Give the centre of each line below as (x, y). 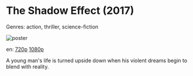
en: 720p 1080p (25, 49)
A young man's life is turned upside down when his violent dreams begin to (97, 60)
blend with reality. (27, 66)
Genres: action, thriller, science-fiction (52, 27)
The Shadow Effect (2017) (70, 11)
